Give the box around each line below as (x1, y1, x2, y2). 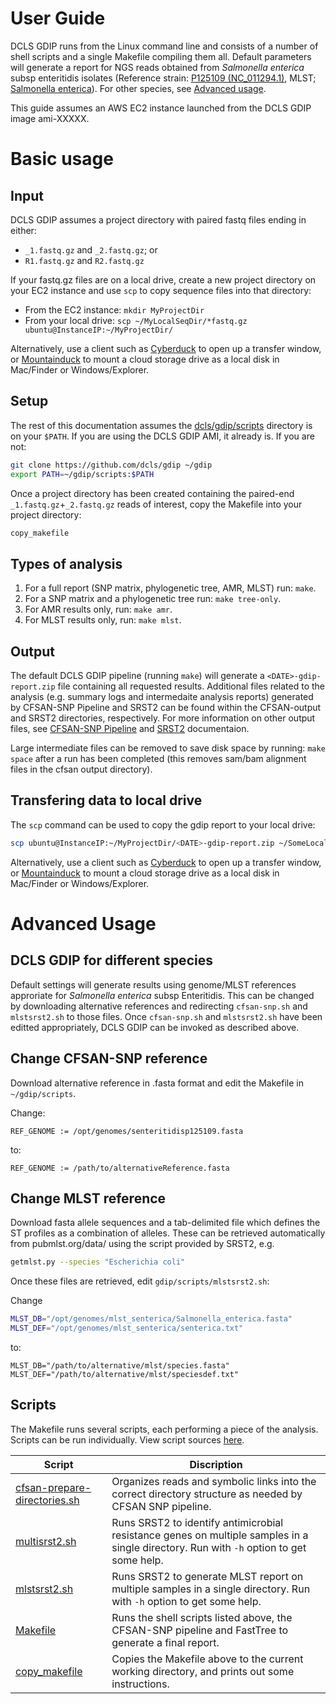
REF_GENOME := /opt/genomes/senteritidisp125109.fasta (10, 1126, 244, 1136)
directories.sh (15, 1493, 80, 1507)
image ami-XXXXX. (10, 112, 90, 124)
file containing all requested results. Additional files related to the (57, 680, 326, 692)
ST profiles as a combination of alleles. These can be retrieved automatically (10, 1227, 326, 1239)
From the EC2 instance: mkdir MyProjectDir (24, 303, 205, 316)
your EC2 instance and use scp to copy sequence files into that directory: (10, 284, 312, 296)
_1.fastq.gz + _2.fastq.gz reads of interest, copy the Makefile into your (10, 498, 303, 510)
